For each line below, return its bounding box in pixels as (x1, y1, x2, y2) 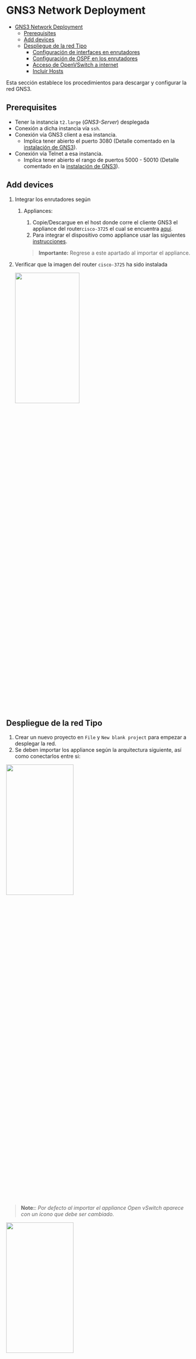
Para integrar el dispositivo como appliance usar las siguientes (32, 231, 186, 238)
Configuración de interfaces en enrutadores (32, 48, 141, 55)
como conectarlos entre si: (14, 753, 81, 760)
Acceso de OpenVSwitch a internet (32, 61, 119, 68)
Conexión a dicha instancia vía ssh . (14, 124, 101, 131)
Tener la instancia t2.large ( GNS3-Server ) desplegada (14, 118, 150, 125)
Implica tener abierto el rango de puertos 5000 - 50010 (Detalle (23, 156, 179, 164)
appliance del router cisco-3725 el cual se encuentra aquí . (32, 225, 173, 232)
